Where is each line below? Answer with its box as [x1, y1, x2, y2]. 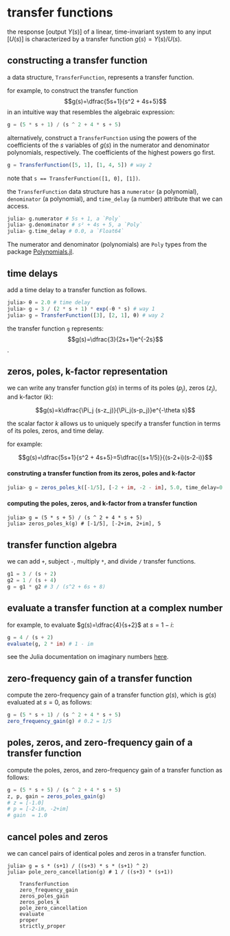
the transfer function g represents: [7, 324, 104, 333]
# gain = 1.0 [7, 812, 48, 819]
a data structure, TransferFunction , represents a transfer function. [7, 73, 194, 81]
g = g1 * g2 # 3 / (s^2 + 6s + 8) [7, 583, 106, 590]
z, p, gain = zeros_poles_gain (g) [7, 792, 106, 800]
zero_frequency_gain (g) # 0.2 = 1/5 [7, 718, 112, 725]
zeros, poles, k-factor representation [7, 366, 168, 377]
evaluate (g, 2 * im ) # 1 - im [7, 640, 94, 647]
